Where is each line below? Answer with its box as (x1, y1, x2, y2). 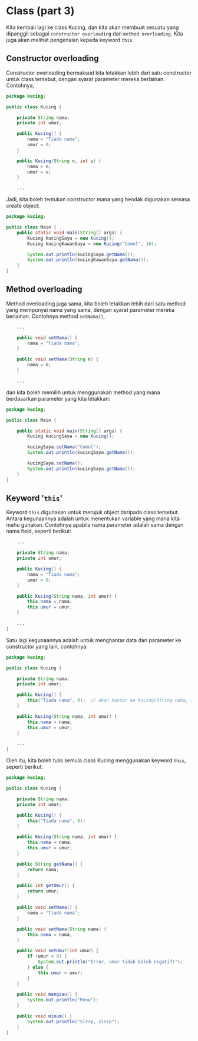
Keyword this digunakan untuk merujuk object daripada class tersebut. (6, 509, 180, 516)
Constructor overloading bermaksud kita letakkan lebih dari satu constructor (6, 69, 192, 76)
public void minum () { (16, 1013, 72, 1019)
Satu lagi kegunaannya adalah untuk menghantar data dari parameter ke (6, 636, 181, 643)
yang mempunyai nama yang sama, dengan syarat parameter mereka (6, 306, 175, 313)
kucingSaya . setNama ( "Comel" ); (27, 444, 101, 450)
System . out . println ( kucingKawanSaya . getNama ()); (27, 257, 149, 263)
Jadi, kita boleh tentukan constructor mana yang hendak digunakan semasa (6, 196, 190, 203)
